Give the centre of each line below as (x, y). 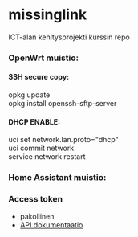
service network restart (47, 157)
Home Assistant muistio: (57, 178)
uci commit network (41, 148)
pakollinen (37, 217)
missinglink (48, 15)
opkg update (29, 95)
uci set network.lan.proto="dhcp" (63, 140)
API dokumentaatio (51, 225)
